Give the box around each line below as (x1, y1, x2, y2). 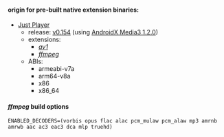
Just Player (17, 21, 50, 29)
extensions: (27, 35, 61, 44)
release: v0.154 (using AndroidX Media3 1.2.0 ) (27, 28, 159, 36)
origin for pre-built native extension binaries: (8, 6, 139, 14)
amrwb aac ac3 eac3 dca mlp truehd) (8, 124, 113, 131)
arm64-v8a (38, 72, 71, 81)
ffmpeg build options (8, 102, 69, 110)
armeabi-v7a (38, 65, 75, 73)
